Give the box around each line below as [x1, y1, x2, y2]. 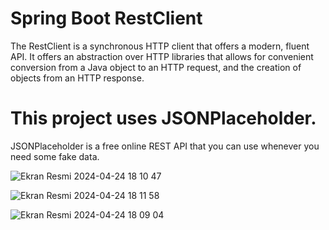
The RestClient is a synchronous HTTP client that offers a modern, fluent [10, 40, 310, 52]
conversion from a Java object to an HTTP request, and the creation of [10, 61, 302, 73]
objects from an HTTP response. [10, 72, 145, 84]
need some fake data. [10, 150, 100, 162]
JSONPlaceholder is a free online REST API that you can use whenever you [10, 140, 320, 152]
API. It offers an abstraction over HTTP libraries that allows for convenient [10, 50, 314, 62]
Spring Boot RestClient [10, 7, 203, 30]
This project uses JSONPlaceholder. [10, 107, 317, 130]
